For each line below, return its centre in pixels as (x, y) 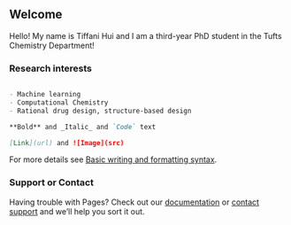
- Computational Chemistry (59, 102)
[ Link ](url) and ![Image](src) (67, 143)
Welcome (36, 15)
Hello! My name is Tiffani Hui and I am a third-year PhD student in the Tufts (145, 35)
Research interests (51, 68)
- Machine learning (45, 95)
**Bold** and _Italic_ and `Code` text (83, 127)
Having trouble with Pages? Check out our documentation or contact (134, 202)
